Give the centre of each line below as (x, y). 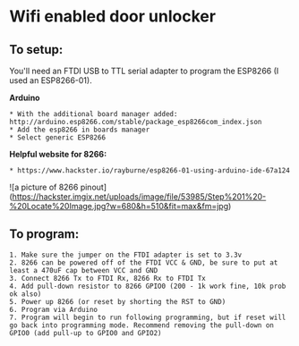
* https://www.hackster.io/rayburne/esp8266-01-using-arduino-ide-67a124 (150, 171)
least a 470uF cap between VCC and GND (84, 270)
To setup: (36, 50)
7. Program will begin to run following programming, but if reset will (148, 317)
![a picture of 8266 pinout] (58, 187)
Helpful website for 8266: (58, 154)
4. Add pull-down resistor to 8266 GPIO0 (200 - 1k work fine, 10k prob (148, 286)
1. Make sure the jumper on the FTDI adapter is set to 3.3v (126, 255)
